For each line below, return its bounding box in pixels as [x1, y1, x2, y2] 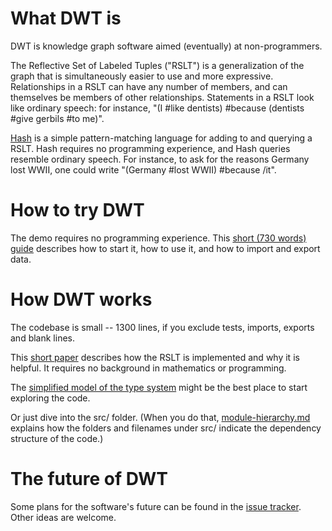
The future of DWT [10, 468, 168, 490]
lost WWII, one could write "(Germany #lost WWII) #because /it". [10, 163, 277, 176]
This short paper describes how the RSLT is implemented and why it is [10, 351, 300, 363]
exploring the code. [10, 392, 91, 404]
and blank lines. [10, 332, 75, 344]
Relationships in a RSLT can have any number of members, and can [10, 80, 288, 92]
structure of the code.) [10, 432, 104, 444]
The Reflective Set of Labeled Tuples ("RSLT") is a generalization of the [10, 59, 305, 71]
